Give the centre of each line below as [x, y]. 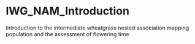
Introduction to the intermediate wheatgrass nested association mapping [97, 28]
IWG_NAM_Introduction [68, 11]
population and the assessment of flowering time [67, 34]
